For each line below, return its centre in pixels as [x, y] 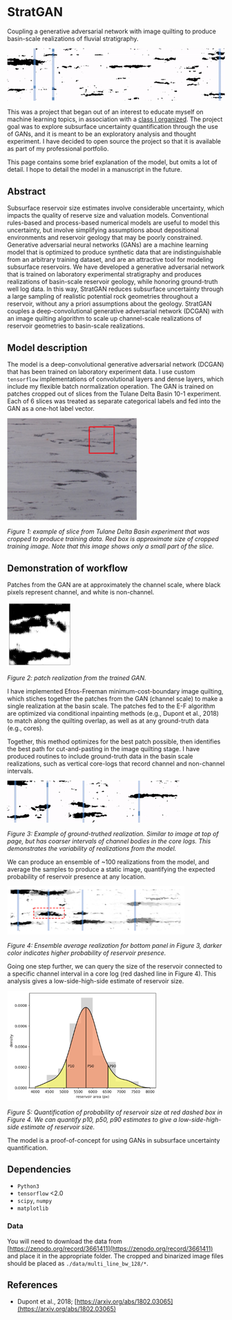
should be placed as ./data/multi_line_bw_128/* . [78, 1263]
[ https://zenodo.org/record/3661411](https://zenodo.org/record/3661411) [110, 1249]
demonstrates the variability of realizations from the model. [92, 848]
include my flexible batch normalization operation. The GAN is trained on [110, 387]
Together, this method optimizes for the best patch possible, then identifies [114, 741]
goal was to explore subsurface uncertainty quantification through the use [113, 127]
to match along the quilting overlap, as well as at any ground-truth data [108, 721]
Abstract [27, 191]
